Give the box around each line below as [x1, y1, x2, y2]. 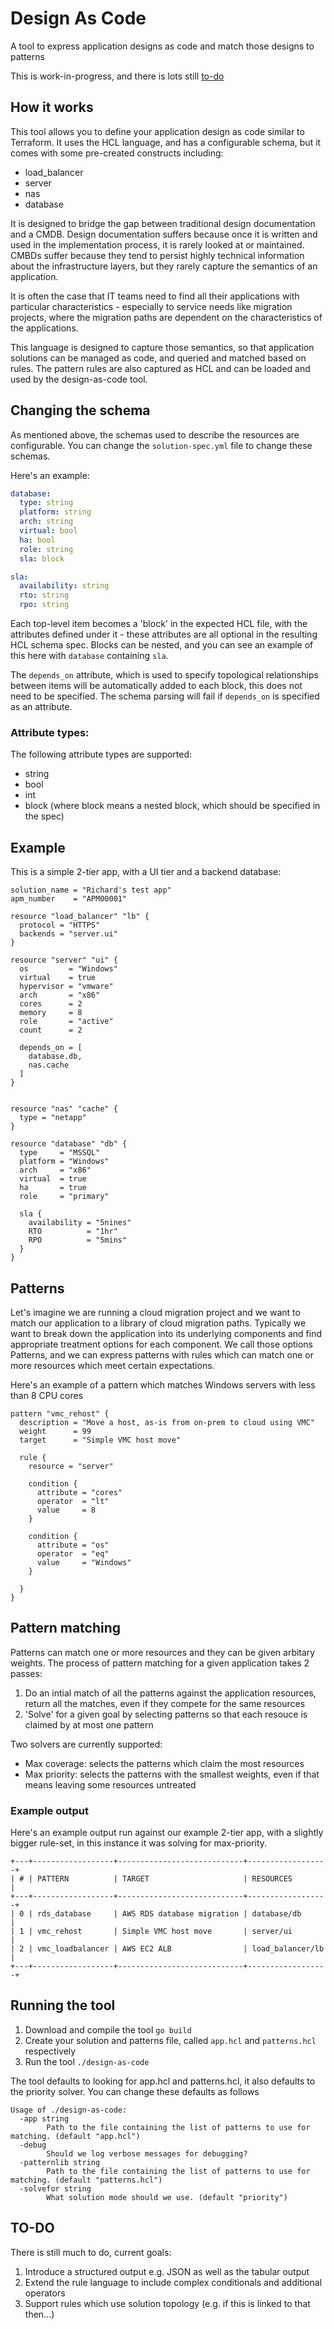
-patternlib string [19, 2157, 101, 2167]
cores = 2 [19, 999, 83, 1009]
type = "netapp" [19, 1113, 87, 1123]
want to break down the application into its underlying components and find [10, 1327, 323, 1339]
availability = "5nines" [28, 1218, 132, 1228]
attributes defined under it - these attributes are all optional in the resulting [10, 628, 318, 641]
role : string [19, 544, 74, 554]
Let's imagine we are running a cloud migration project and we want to [10, 1306, 301, 1318]
